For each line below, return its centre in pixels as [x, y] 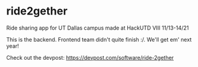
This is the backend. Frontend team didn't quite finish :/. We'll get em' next [99, 39]
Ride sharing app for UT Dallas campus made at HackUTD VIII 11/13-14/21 [98, 28]
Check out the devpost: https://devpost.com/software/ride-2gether [90, 57]
